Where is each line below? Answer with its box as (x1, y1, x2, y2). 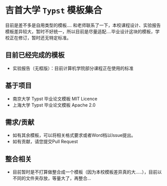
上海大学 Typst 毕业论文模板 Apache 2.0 (12, 102, 96, 108)
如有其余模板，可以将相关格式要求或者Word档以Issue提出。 (12, 132, 136, 138)
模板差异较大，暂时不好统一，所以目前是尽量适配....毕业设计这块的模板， (5, 28, 155, 34)
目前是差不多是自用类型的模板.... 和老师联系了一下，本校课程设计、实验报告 (5, 22, 161, 28)
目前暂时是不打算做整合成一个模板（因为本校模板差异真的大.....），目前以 (12, 169, 162, 175)
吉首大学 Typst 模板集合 (5, 5, 102, 16)
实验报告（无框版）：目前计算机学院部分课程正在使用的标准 (12, 65, 134, 71)
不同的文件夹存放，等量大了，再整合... (12, 175, 91, 181)
